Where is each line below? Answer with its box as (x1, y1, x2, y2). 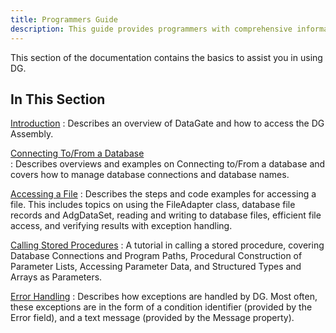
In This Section (10, 91, 106, 108)
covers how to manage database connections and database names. (10, 169, 290, 181)
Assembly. (10, 128, 54, 140)
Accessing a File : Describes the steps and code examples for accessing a (10, 188, 317, 200)
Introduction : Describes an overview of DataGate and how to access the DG (10, 117, 325, 130)
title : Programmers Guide (10, 14, 118, 25)
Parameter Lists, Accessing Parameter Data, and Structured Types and (10, 261, 302, 273)
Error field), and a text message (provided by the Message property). (10, 312, 295, 324)
